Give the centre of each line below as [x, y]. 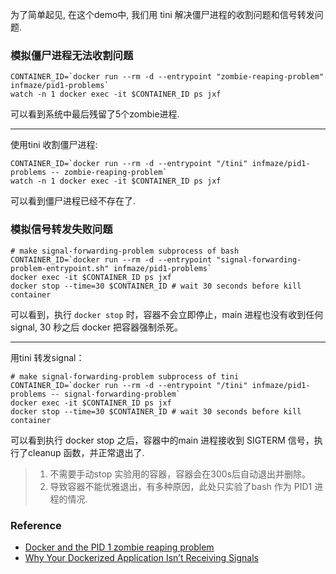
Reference [36, 525]
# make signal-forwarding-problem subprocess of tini [125, 376]
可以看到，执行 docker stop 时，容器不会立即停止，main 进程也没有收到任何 [167, 314]
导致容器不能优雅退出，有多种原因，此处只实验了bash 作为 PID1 [181, 486]
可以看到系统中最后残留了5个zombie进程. [95, 114]
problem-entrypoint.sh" [60, 268]
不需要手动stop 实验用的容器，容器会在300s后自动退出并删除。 [180, 474]
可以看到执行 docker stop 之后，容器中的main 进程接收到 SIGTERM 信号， [162, 440]
